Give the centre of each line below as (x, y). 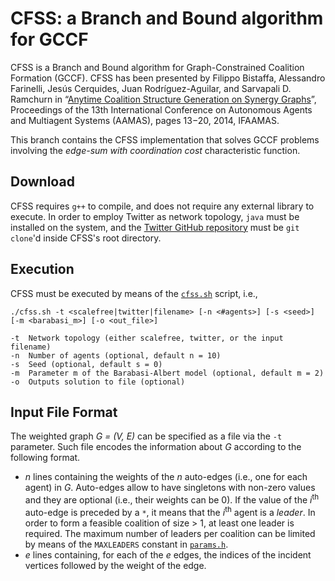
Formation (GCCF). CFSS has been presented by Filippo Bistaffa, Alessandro (168, 78)
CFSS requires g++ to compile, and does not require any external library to (162, 206)
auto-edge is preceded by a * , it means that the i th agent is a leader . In (170, 511)
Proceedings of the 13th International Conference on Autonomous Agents (161, 109)
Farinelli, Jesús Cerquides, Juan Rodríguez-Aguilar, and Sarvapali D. (151, 88)
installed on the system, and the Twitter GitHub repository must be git (155, 227)
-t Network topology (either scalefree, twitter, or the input (147, 338)
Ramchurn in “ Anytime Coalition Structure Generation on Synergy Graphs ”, (163, 99)
